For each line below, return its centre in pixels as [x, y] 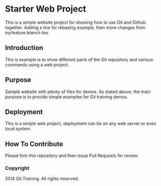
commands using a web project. [37, 64]
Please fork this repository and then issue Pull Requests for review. [72, 155]
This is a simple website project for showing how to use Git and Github [75, 22]
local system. [18, 129]
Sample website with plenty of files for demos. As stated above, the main [78, 92]
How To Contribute [34, 144]
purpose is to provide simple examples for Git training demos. [67, 97]
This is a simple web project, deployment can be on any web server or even [81, 124]
